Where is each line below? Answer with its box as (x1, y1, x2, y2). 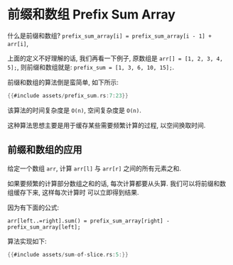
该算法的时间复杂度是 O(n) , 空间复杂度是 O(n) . (7, 106, 142, 114)
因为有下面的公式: (7, 203, 60, 212)
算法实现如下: (7, 237, 48, 245)
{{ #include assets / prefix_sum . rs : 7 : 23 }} (7, 92, 129, 99)
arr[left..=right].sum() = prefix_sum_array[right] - (7, 217, 170, 225)
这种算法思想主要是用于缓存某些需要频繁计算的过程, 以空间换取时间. (7, 121, 206, 129)
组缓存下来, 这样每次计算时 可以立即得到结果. (7, 188, 139, 196)
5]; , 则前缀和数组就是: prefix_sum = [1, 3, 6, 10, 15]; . (7, 63, 175, 71)
